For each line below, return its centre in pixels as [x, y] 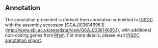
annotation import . [24, 40]
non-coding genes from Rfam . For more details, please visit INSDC [72, 35]
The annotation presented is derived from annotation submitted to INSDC [79, 19]
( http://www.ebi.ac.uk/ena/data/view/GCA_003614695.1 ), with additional [78, 30]
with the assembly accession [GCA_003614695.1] [55, 25]
